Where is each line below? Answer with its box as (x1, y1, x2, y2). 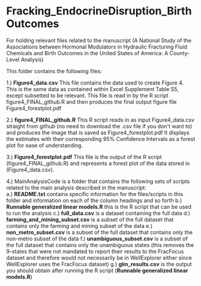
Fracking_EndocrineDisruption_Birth (6, 4, 192, 18)
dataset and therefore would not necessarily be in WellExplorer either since (6, 254, 192, 261)
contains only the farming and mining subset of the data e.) (6, 222, 153, 229)
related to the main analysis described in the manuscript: (6, 184, 147, 191)
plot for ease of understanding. (6, 142, 83, 149)
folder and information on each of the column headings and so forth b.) (6, 197, 182, 204)
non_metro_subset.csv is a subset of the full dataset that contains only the (6, 228, 193, 236)
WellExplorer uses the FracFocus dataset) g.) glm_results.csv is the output (6, 260, 192, 267)
